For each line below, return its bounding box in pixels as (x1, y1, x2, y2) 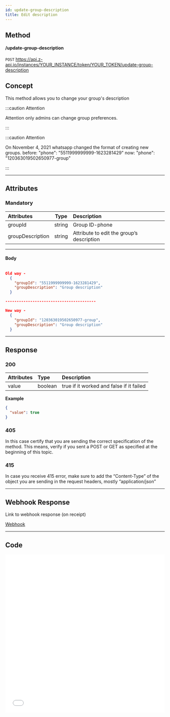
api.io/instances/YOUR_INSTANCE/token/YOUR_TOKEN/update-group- (5, 62, 153, 68)
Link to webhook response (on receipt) (5, 511, 86, 517)
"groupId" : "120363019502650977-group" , (14, 317, 101, 322)
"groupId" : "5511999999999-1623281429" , (14, 280, 101, 285)
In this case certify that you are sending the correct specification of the (5, 438, 154, 444)
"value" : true (10, 410, 39, 415)
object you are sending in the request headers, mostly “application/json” (5, 478, 156, 484)
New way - (5, 308, 26, 313)
